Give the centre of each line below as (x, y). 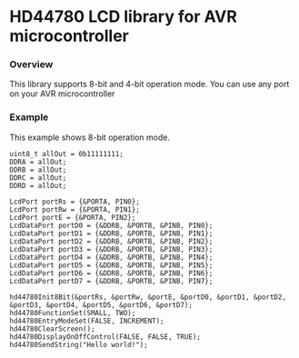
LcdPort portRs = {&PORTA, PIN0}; (75, 202)
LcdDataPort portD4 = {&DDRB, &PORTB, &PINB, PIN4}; (111, 257)
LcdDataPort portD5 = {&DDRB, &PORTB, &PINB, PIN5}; (111, 265)
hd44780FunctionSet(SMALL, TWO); (73, 313)
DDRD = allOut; (38, 185)
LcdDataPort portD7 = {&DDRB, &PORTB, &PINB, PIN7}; (111, 281)
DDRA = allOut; (38, 162)
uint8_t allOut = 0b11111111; (67, 154)
